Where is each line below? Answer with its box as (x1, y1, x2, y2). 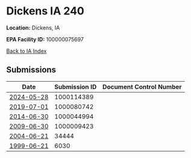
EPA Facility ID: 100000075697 (6, 35, 84, 43)
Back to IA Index (6, 47, 47, 55)
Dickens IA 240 (6, 4, 84, 18)
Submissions (6, 65, 56, 75)
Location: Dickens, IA (6, 24, 60, 31)
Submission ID (54, 82, 97, 91)
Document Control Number (102, 82, 182, 91)
